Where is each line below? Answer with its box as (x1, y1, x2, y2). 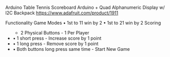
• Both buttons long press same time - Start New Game (12, 46, 130, 52)
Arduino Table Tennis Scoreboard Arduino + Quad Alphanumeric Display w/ (5, 5, 165, 10)
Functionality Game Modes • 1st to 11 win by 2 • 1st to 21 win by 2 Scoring (5, 20, 161, 26)
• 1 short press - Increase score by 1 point (12, 35, 102, 41)
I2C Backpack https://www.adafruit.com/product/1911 (5, 10, 119, 16)
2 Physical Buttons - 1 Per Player (20, 30, 89, 35)
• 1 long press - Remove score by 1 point (12, 41, 99, 47)
